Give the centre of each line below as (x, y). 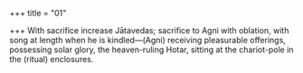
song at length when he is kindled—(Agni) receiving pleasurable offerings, (148, 40)
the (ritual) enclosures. (52, 59)
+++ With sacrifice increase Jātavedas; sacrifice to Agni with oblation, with (149, 30)
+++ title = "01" (38, 13)
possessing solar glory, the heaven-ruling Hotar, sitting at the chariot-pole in (151, 50)
